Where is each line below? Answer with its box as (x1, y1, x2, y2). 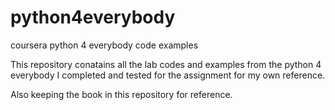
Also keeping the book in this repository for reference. (10, 88, 233, 100)
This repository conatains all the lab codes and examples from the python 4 (10, 58, 322, 70)
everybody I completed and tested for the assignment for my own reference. (10, 69, 326, 81)
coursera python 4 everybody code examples (10, 39, 199, 51)
